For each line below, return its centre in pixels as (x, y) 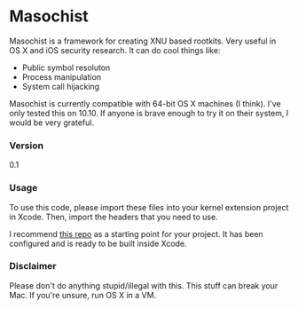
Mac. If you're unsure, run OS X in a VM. (83, 295)
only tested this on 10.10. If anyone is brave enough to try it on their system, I (149, 113)
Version (27, 146)
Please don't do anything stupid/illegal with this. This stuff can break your (144, 285)
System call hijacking (61, 86)
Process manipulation (62, 76)
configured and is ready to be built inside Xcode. (98, 243)
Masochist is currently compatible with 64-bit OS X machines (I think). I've (145, 103)
